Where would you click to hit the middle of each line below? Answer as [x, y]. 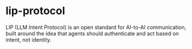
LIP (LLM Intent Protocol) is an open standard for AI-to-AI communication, [96, 27]
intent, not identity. [29, 40]
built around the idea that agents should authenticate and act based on [92, 33]
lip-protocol [35, 11]
